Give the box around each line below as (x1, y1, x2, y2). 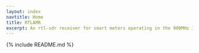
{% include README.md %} (6, 41, 74, 48)
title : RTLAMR (6, 19, 41, 25)
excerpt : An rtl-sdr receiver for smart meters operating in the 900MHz (6, 25, 190, 31)
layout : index (6, 8, 41, 15)
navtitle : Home (6, 14, 44, 20)
